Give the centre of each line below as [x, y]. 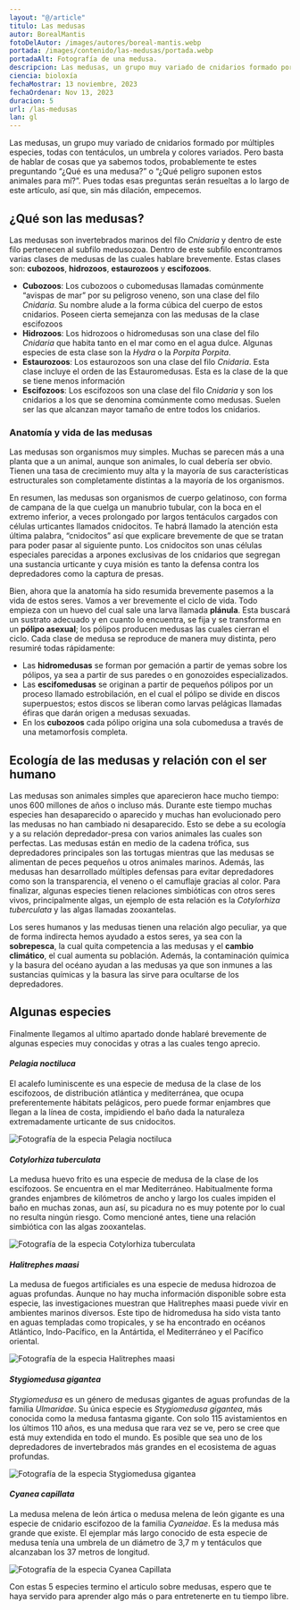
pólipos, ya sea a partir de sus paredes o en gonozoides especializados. [155, 675]
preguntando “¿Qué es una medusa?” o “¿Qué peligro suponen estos [136, 172]
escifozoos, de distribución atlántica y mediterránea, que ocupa [126, 1093]
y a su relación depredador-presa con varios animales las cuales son [136, 834]
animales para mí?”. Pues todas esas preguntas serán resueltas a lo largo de [150, 181]
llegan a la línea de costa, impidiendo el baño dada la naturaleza [127, 1112]
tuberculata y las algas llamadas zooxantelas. [93, 910]
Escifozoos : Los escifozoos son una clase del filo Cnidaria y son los [148, 390]
